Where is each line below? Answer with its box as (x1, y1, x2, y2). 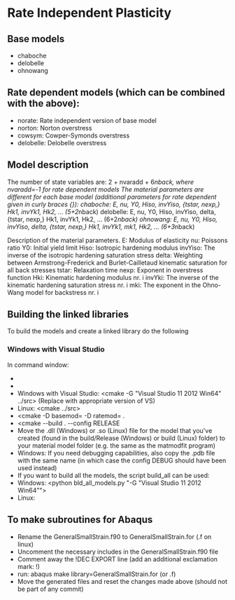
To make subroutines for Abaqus (7, 514, 153, 526)
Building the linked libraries (7, 309, 129, 321)
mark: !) (17, 562, 41, 571)
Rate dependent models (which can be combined (7, 86, 225, 99)
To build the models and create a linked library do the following (7, 327, 189, 335)
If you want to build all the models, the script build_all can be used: (17, 471, 210, 479)
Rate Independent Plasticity (7, 5, 172, 21)
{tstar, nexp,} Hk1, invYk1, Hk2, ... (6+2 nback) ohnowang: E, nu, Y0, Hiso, (7, 215, 218, 223)
